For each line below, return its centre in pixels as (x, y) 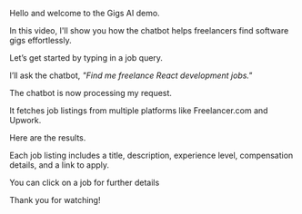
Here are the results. (48, 138)
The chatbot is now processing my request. (91, 93)
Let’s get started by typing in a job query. (86, 58)
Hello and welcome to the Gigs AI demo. (85, 13)
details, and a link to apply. (60, 165)
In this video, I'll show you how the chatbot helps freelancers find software (149, 30)
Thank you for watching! (55, 200)
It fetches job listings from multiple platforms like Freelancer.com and (139, 111)
